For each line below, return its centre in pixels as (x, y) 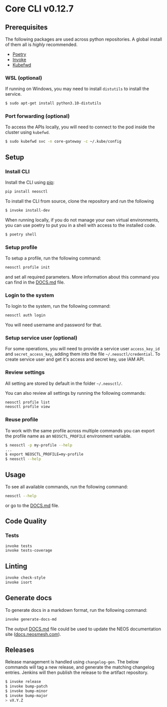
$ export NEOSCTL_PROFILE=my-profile (44, 454)
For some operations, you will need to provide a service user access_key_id (83, 349)
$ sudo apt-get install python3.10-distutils (53, 103)
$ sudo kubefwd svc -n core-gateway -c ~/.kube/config (63, 142)
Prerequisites (26, 27)
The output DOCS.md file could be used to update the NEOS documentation (83, 629)
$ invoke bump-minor (27, 691)
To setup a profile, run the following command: (53, 258)
